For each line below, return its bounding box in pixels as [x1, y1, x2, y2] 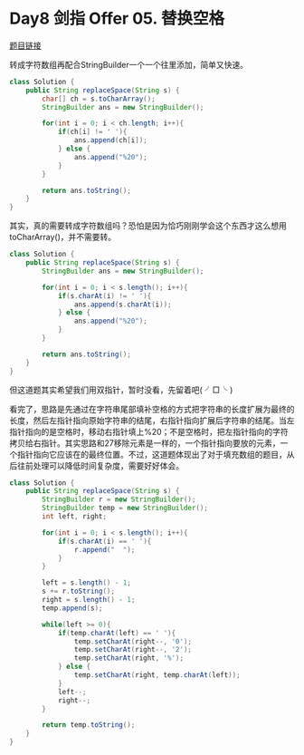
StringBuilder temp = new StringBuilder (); [42, 504, 208, 513]
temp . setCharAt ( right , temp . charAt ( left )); [73, 671, 242, 680]
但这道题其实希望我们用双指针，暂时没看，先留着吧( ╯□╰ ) [9, 384, 233, 395]
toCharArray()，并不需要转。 [9, 232, 117, 243]
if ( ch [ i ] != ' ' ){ [57, 128, 128, 137]
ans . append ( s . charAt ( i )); [73, 300, 172, 309]
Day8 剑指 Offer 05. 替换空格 [9, 8, 224, 29]
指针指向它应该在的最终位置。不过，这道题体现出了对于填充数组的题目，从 [16, 449, 295, 460]
